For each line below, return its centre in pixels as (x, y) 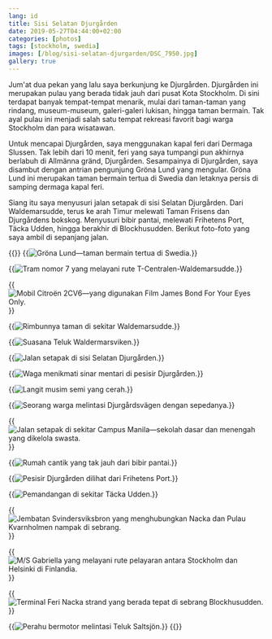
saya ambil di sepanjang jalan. (59, 237)
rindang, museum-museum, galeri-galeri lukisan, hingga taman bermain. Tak (136, 110)
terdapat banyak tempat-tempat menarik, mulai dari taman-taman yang (127, 102)
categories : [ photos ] (45, 39)
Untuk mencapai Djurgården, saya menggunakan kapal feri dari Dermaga (131, 143)
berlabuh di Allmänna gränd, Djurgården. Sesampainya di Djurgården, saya (133, 160)
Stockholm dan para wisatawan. (62, 128)
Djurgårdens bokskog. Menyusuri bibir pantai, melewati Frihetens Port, (126, 220)
